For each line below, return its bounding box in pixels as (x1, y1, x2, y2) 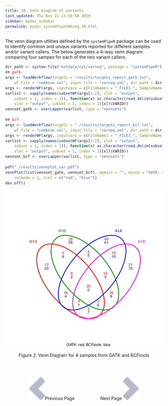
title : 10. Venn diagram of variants (5, 8, 84, 13)
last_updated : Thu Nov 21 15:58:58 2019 (5, 13, 91, 18)
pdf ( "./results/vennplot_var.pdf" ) (5, 164, 79, 169)
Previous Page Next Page (44, 395, 122, 401)
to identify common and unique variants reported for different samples (5, 43, 150, 49)
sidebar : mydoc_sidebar (5, 18, 55, 23)
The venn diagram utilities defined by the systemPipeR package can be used (5, 38, 161, 44)
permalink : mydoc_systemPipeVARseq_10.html (5, 24, 97, 29)
